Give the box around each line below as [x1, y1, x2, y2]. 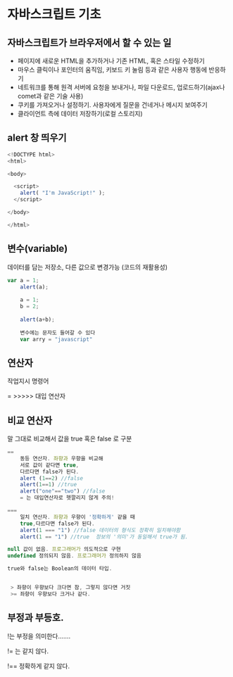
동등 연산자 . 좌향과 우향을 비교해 [20, 455, 103, 462]
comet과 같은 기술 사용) [17, 92, 84, 100]
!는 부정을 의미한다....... [7, 631, 71, 640]
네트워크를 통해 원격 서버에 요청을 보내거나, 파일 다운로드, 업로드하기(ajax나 [17, 83, 225, 91]
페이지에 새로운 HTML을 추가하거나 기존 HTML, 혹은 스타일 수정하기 [17, 57, 206, 65]
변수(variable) [7, 243, 68, 255]
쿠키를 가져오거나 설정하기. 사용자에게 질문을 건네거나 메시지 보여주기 [17, 101, 208, 109]
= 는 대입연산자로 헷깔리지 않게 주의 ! [20, 494, 115, 502]
